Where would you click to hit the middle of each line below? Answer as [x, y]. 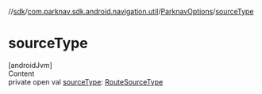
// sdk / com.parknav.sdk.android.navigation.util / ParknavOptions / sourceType [131, 11]
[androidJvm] [31, 65]
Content [21, 73]
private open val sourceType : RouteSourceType [86, 81]
